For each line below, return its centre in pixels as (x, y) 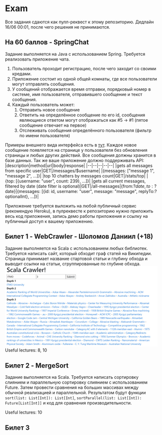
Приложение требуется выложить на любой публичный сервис (71, 206)
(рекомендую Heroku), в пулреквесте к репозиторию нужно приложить (79, 211)
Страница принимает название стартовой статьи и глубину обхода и (76, 258)
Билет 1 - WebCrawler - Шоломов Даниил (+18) (79, 236)
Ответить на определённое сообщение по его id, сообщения (82, 115)
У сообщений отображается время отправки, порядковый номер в (81, 89)
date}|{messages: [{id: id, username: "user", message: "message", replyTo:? (81, 191)
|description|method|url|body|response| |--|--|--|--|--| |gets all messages (79, 165)
